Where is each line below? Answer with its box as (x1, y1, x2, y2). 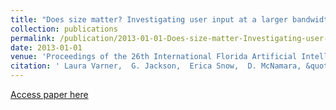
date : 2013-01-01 (10, 42, 83, 53)
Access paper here (10, 89, 89, 100)
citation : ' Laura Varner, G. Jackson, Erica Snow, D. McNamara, (10, 61, 302, 71)
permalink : (10, 33, 56, 43)
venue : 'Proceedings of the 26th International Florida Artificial (10, 52, 298, 62)
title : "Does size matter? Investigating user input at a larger (10, 14, 288, 25)
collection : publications (10, 24, 118, 34)
